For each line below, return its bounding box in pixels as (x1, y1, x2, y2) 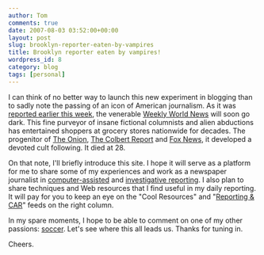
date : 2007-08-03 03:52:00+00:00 (8, 26, 119, 34)
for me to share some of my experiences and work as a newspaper (8, 166, 228, 176)
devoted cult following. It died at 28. (8, 143, 126, 152)
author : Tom (8, 11, 48, 20)
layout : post (8, 33, 52, 42)
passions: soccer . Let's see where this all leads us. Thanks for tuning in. (8, 223, 243, 234)
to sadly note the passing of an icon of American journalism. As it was (8, 101, 236, 110)
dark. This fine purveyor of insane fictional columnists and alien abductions (8, 117, 254, 127)
